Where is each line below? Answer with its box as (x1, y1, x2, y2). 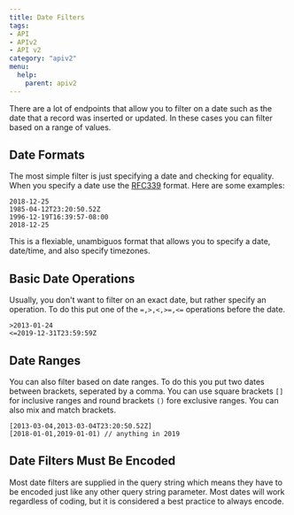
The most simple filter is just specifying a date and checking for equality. (9, 171, 275, 181)
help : (17, 71, 38, 80)
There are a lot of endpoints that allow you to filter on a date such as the (9, 103, 273, 113)
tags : (9, 21, 29, 30)
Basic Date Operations (9, 271, 135, 286)
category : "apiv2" (9, 54, 77, 63)
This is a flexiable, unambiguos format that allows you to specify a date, (9, 236, 271, 247)
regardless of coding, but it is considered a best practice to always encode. (9, 496, 285, 506)
